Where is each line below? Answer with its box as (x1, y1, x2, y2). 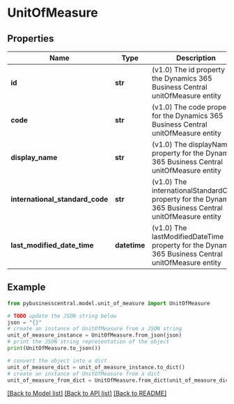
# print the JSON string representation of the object (7, 339, 170, 346)
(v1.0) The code (152, 102, 205, 112)
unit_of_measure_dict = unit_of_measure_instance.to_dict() (7, 364, 186, 371)
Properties (7, 33, 54, 45)
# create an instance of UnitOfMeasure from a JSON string (7, 325, 182, 332)
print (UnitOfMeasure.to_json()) (7, 345, 101, 352)
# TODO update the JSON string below (7, 312, 117, 319)
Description (176, 54, 216, 63)
